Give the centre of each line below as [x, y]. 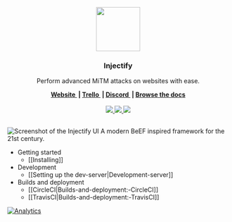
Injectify [118, 66]
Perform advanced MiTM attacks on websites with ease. [118, 81]
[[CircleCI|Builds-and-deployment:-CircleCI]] [93, 190]
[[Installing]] [45, 159]
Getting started [39, 152]
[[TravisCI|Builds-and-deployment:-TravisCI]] [94, 197]
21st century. [26, 138]
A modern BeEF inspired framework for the [163, 131]
